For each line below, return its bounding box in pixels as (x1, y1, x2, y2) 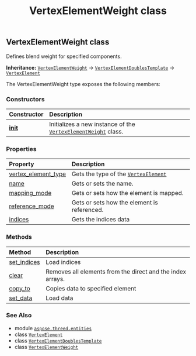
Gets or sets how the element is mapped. (71, 189, 184, 197)
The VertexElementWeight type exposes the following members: (6, 80, 160, 87)
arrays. (45, 275, 65, 283)
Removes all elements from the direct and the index (45, 268, 187, 276)
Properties (6, 145, 37, 153)
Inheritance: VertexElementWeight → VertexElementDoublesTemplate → (6, 64, 175, 71)
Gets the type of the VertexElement (71, 170, 167, 178)
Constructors (6, 95, 45, 103)
